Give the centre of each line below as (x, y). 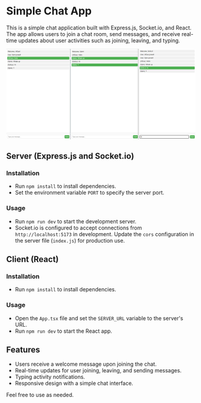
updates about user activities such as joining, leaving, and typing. (99, 40)
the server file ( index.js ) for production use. (70, 240)
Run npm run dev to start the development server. (76, 221)
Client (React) (32, 259)
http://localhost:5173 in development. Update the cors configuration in (104, 234)
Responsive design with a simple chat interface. (74, 383)
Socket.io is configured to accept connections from (78, 228)
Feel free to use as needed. (40, 395)
